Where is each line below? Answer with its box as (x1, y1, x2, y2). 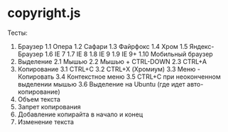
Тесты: (7, 28, 28, 37)
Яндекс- (189, 42, 215, 50)
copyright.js (7, 5, 81, 21)
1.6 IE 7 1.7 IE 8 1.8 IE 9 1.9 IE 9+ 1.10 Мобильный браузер (45, 50, 213, 58)
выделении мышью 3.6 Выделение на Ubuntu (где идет (17, 79, 186, 88)
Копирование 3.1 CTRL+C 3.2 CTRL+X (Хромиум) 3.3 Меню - (17, 65, 201, 73)
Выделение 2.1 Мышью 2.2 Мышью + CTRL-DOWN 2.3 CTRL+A (17, 57, 207, 65)
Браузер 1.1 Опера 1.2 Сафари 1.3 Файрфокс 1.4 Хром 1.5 (17, 42, 188, 50)
